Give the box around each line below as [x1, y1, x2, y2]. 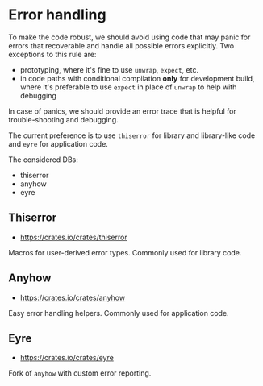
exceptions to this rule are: [8, 49, 97, 59]
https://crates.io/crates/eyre [19, 353, 115, 363]
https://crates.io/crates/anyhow [19, 293, 126, 302]
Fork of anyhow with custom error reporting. [8, 368, 152, 378]
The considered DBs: [8, 155, 78, 164]
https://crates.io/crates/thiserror [19, 232, 127, 242]
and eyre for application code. [8, 139, 109, 148]
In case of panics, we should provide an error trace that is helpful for [8, 106, 236, 116]
